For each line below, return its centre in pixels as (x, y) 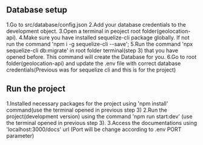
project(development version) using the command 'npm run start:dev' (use (99, 116)
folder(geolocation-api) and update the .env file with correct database (94, 63)
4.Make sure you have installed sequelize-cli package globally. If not (104, 37)
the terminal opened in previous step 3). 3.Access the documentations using (102, 123)
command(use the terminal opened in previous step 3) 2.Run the (87, 110)
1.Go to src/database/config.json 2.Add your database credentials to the (96, 24)
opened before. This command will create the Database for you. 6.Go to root (101, 56)
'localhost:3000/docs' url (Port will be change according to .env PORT (94, 129)
